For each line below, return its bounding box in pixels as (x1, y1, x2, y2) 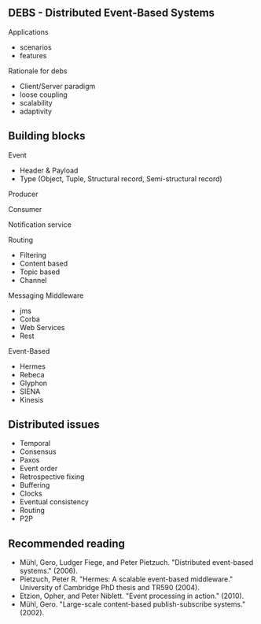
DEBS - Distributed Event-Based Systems (8, 6, 215, 20)
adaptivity (19, 106, 53, 116)
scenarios (19, 43, 53, 52)
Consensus (19, 447, 57, 456)
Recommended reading (8, 537, 126, 550)
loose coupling (19, 90, 68, 99)
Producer (8, 189, 39, 199)
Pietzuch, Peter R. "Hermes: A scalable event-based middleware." (19, 574, 233, 584)
